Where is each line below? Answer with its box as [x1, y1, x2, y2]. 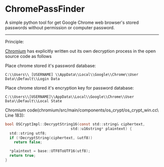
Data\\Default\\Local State [5, 98, 62, 103]
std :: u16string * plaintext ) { [70, 126, 132, 131]
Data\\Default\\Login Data [5, 76, 60, 81]
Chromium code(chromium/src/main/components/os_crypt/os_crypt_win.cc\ [5, 107, 159, 113]
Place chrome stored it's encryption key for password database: [5, 85, 134, 91]
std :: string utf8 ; [9, 130, 47, 136]
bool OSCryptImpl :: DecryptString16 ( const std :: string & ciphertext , [5, 122, 145, 127]
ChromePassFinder [5, 3, 85, 15]
